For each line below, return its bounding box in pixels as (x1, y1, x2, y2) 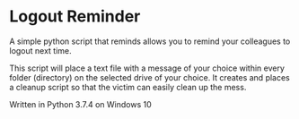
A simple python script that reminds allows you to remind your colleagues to (9, 36, 291, 47)
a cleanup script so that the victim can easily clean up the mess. (9, 81, 247, 92)
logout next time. (9, 45, 72, 55)
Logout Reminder (9, 6, 141, 27)
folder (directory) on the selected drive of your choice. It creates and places (9, 72, 290, 82)
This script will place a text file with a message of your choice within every (9, 63, 286, 73)
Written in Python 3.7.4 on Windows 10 (9, 98, 153, 109)
